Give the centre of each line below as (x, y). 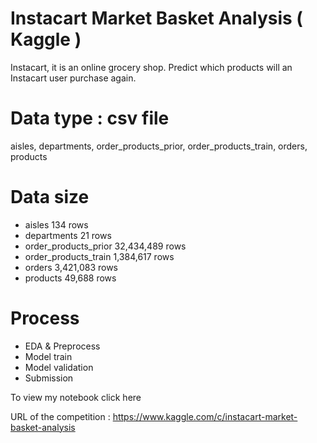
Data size (50, 197)
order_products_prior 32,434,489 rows (105, 246)
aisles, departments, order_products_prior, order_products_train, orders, (159, 146)
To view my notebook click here (76, 397)
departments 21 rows (68, 235)
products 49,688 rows (70, 278)
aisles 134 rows (56, 224)
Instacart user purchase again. (73, 78)
